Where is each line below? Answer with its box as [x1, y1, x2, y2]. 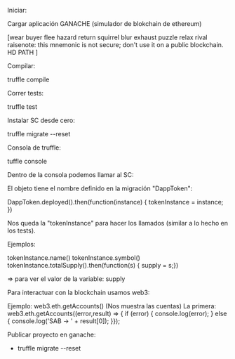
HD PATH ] [7, 48, 39, 56]
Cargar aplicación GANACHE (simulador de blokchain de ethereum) [7, 20, 202, 27]
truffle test [7, 103, 38, 111]
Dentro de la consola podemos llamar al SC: [7, 171, 135, 178]
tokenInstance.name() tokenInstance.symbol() [7, 254, 140, 262]
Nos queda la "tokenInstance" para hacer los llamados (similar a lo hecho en [7, 219, 228, 227]
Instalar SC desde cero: [7, 116, 75, 124]
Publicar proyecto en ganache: [7, 330, 96, 339]
